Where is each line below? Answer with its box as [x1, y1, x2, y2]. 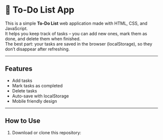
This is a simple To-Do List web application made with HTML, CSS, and [5, 20, 148, 26]
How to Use [5, 117, 41, 125]
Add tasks [12, 78, 33, 83]
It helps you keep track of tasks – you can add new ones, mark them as [5, 31, 147, 36]
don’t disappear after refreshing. [5, 46, 70, 52]
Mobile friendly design [12, 98, 57, 104]
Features [5, 65, 33, 73]
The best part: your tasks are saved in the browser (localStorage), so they [5, 41, 153, 47]
